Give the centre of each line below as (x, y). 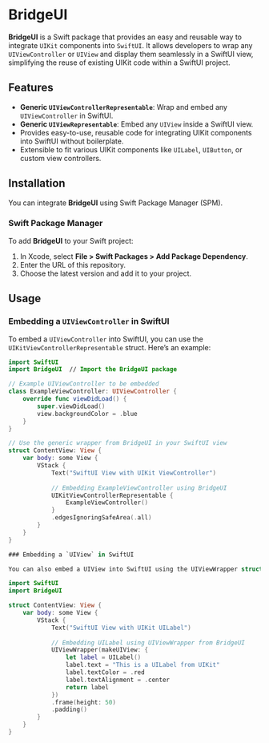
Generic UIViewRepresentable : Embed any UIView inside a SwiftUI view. (137, 124)
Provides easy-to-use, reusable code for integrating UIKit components (136, 132)
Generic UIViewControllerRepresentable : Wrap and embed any (124, 107)
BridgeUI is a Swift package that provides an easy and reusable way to (125, 37)
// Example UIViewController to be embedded (84, 384)
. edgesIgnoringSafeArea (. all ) (101, 518)
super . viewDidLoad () (71, 406)
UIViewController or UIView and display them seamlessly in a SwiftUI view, (131, 54)
